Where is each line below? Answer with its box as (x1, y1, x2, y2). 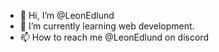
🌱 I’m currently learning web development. (19, 20, 195, 32)
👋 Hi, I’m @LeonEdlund (19, 10, 115, 21)
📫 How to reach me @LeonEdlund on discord (19, 31, 209, 43)
